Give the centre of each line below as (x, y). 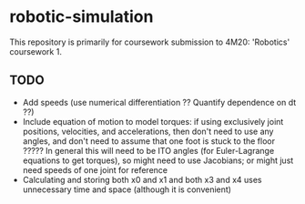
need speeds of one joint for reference (95, 169)
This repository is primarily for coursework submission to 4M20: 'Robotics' (150, 42)
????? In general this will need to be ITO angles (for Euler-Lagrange (148, 150)
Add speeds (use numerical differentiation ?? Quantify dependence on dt (159, 102)
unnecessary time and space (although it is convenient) (127, 189)
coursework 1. (36, 51)
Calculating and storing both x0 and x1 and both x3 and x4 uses (142, 179)
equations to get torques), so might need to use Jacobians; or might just (158, 160)
